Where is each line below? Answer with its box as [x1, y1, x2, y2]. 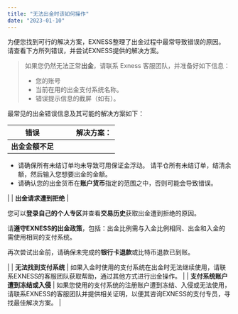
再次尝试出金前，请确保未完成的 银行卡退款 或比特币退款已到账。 [7, 247, 194, 256]
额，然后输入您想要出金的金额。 [17, 169, 112, 178]
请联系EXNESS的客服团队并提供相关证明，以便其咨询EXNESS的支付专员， [7, 289, 225, 298]
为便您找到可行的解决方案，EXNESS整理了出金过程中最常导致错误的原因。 [7, 37, 225, 46]
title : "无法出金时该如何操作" [7, 10, 90, 18]
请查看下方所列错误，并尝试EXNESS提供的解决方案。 [7, 46, 163, 55]
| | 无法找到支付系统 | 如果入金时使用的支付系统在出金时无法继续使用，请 [7, 263, 220, 271]
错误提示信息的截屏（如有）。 [35, 94, 120, 103]
